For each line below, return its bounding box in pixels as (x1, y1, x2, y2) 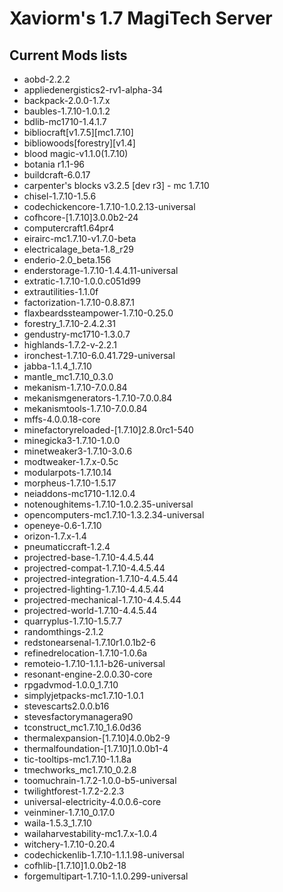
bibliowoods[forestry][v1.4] (23, 137, 136, 149)
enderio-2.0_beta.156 (23, 254, 112, 266)
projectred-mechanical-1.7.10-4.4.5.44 (23, 594, 182, 606)
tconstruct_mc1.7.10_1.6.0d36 (23, 722, 142, 733)
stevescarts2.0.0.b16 (23, 700, 110, 712)
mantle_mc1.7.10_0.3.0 (23, 371, 114, 382)
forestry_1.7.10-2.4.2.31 (23, 318, 116, 329)
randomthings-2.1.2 (23, 626, 104, 637)
